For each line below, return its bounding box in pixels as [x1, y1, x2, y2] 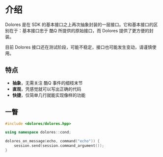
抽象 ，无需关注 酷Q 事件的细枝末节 [12, 80, 83, 86]
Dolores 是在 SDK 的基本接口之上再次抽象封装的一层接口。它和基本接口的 [5, 22, 154, 27]
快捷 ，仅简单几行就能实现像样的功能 [12, 92, 86, 98]
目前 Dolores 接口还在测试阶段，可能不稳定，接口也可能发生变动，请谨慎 [5, 44, 152, 50]
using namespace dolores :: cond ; [5, 130, 71, 135]
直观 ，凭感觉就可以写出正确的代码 [12, 86, 81, 92]
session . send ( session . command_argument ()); [14, 143, 105, 148]
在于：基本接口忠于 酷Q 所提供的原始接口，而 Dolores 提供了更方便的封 [9, 27, 154, 33]
